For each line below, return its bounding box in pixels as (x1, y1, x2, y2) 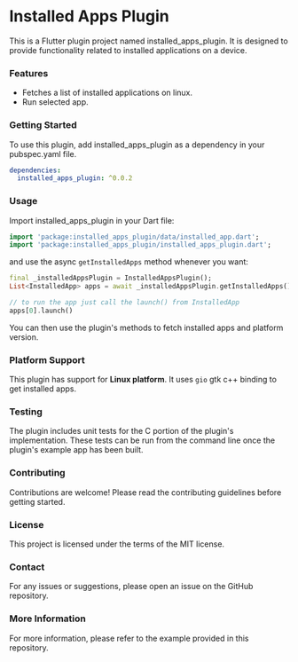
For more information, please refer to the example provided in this (9, 633, 249, 643)
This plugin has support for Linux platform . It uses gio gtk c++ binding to (9, 374, 278, 385)
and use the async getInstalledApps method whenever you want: (9, 256, 248, 267)
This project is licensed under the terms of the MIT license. (9, 539, 224, 549)
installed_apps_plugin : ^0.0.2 (17, 174, 133, 183)
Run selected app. (21, 97, 89, 107)
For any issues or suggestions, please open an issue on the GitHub (9, 581, 254, 592)
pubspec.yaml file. (9, 148, 77, 159)
